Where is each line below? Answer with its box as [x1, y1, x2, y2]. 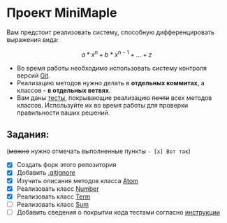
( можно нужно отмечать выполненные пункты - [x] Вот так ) [6, 147, 191, 155]
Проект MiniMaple [6, 5, 117, 21]
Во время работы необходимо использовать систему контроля [16, 64, 207, 72]
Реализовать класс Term [16, 192, 91, 201]
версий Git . [16, 71, 50, 80]
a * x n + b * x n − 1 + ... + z [81, 49, 152, 59]
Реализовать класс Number [16, 184, 99, 193]
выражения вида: [6, 35, 59, 43]
